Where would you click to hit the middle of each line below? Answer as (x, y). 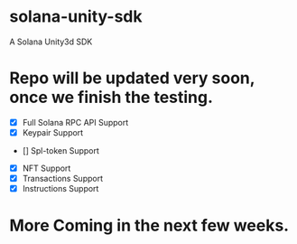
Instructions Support (60, 189)
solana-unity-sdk (76, 17)
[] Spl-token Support (60, 150)
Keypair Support (53, 132)
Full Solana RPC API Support (75, 122)
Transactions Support (63, 179)
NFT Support (46, 168)
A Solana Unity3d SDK (51, 42)
